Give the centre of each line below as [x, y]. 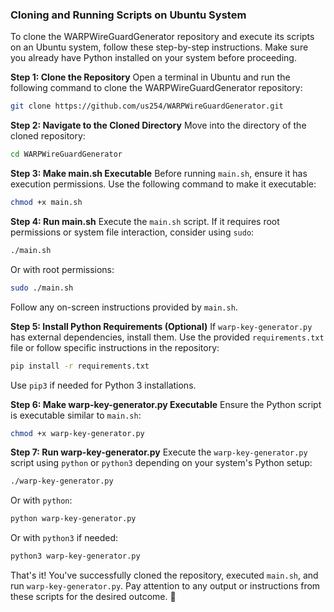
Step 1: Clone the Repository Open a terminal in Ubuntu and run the [150, 77]
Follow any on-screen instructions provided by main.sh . [124, 307]
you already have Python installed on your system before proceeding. [153, 58]
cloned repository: [48, 136]
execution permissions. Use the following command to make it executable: [163, 184]
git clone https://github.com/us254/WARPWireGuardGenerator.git [147, 106]
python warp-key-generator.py [73, 519]
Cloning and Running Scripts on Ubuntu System [128, 15]
